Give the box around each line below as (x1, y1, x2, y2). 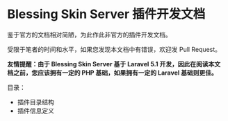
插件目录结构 (17, 97, 54, 106)
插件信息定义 (17, 106, 54, 115)
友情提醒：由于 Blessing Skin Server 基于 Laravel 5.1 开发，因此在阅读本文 (7, 59, 221, 68)
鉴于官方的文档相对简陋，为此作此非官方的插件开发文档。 (7, 30, 172, 39)
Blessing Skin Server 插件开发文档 (7, 6, 206, 22)
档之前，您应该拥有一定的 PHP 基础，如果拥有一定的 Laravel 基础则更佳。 (7, 68, 218, 77)
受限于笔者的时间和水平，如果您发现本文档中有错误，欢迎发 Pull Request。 (7, 45, 221, 53)
